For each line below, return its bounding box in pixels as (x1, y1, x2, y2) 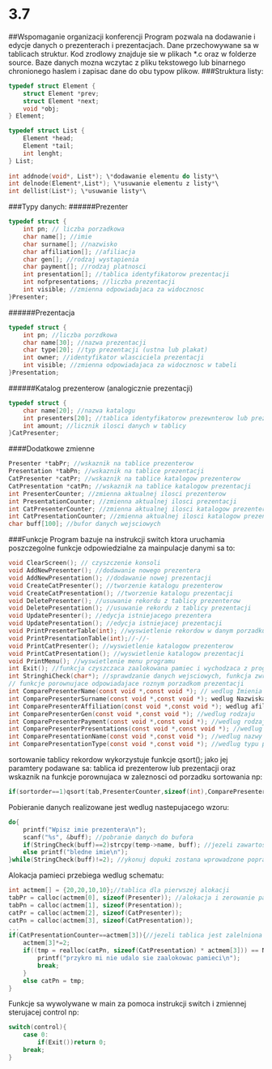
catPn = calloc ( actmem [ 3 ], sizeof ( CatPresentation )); (8, 916, 194, 925)
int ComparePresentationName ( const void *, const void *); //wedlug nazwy (8, 732, 263, 741)
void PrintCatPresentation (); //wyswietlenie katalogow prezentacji (8, 649, 244, 657)
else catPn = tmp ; (23, 976, 85, 985)
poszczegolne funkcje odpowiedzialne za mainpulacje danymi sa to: (8, 543, 236, 553)
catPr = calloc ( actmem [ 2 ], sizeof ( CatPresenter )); (8, 908, 183, 917)
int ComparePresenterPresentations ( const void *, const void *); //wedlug (8, 725, 263, 733)
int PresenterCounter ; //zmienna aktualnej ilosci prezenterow (8, 489, 227, 498)
